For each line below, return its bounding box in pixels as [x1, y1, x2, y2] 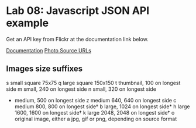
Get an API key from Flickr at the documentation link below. [6, 35, 149, 42]
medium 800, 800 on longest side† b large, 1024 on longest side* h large [14, 103, 190, 110]
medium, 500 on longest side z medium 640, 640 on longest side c [14, 97, 177, 104]
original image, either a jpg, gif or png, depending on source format [14, 115, 177, 122]
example [6, 16, 49, 30]
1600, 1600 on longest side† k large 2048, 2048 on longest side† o [14, 109, 175, 116]
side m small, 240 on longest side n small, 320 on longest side [6, 86, 157, 93]
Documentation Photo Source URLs [6, 47, 92, 54]
